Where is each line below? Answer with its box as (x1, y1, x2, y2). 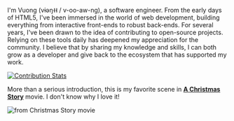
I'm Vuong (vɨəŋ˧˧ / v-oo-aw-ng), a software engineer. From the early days (7, 6, 222, 14)
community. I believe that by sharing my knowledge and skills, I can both (7, 43, 217, 51)
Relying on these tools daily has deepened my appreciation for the (7, 36, 198, 44)
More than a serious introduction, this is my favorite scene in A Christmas (7, 85, 221, 93)
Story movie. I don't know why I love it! (7, 92, 121, 101)
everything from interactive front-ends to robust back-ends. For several (7, 21, 214, 29)
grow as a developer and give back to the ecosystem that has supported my (7, 50, 227, 59)
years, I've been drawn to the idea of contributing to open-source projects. (7, 28, 223, 36)
